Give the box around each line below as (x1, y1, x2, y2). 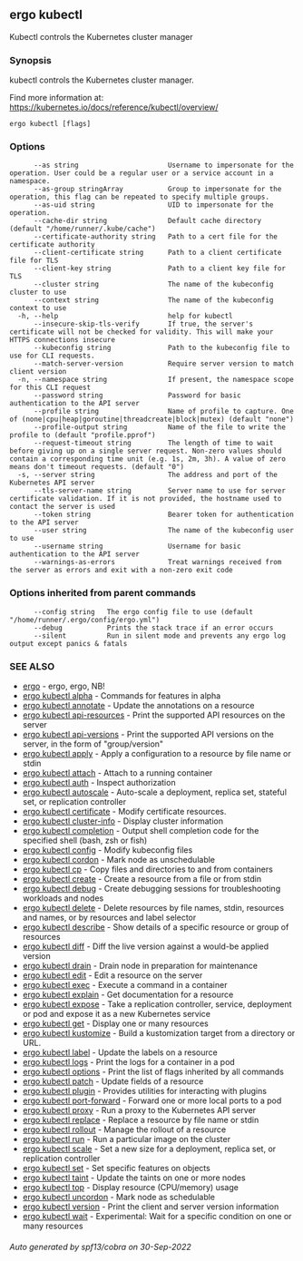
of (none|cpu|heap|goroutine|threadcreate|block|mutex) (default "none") (9, 415, 295, 425)
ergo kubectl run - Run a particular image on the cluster (22, 1134, 231, 1144)
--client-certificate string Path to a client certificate (33, 249, 282, 258)
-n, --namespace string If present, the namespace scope (17, 376, 295, 385)
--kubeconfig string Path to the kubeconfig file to (33, 344, 290, 353)
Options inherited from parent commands (9, 587, 197, 600)
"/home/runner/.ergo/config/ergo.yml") (9, 615, 161, 624)
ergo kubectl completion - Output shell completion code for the (22, 826, 259, 836)
